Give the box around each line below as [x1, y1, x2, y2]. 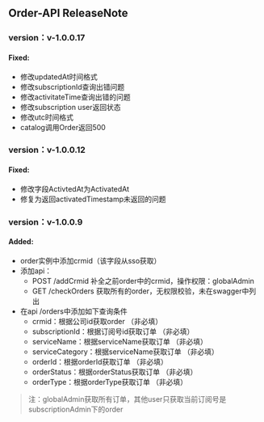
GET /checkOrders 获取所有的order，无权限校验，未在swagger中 [31, 286, 249, 296]
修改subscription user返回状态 [19, 102, 121, 112]
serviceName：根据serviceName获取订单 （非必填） [31, 336, 208, 346]
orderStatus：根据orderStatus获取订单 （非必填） [31, 367, 198, 377]
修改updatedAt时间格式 [19, 72, 98, 82]
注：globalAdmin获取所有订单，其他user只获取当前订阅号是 [27, 394, 227, 403]
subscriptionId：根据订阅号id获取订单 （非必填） [31, 327, 195, 336]
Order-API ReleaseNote [8, 6, 128, 20]
